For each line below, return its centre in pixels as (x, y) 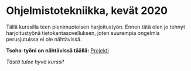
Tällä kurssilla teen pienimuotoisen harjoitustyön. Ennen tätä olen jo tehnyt (96, 27)
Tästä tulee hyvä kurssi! (35, 62)
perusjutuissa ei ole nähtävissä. (44, 39)
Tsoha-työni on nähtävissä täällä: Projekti (58, 50)
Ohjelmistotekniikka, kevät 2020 (87, 11)
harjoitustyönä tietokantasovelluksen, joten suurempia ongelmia (83, 33)
